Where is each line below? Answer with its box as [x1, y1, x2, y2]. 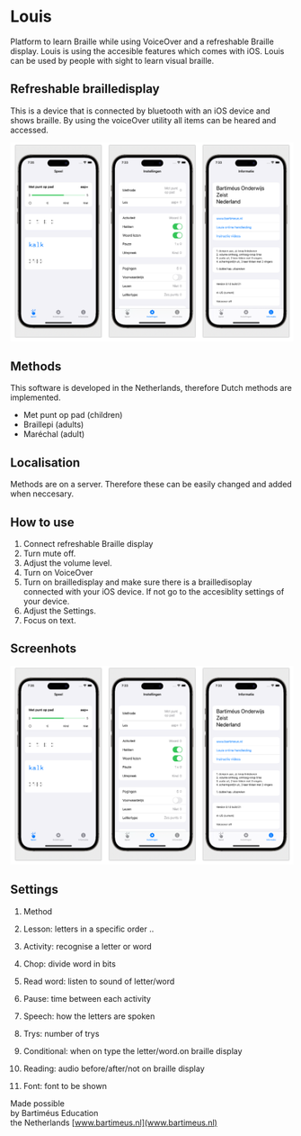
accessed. [10, 124, 49, 135]
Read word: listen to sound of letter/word [22, 976, 175, 986]
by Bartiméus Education [10, 1107, 99, 1118]
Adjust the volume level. [22, 558, 113, 568]
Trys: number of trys [22, 1028, 100, 1039]
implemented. [10, 392, 61, 403]
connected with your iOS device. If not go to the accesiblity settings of [22, 586, 285, 597]
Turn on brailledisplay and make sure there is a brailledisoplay [22, 577, 252, 587]
